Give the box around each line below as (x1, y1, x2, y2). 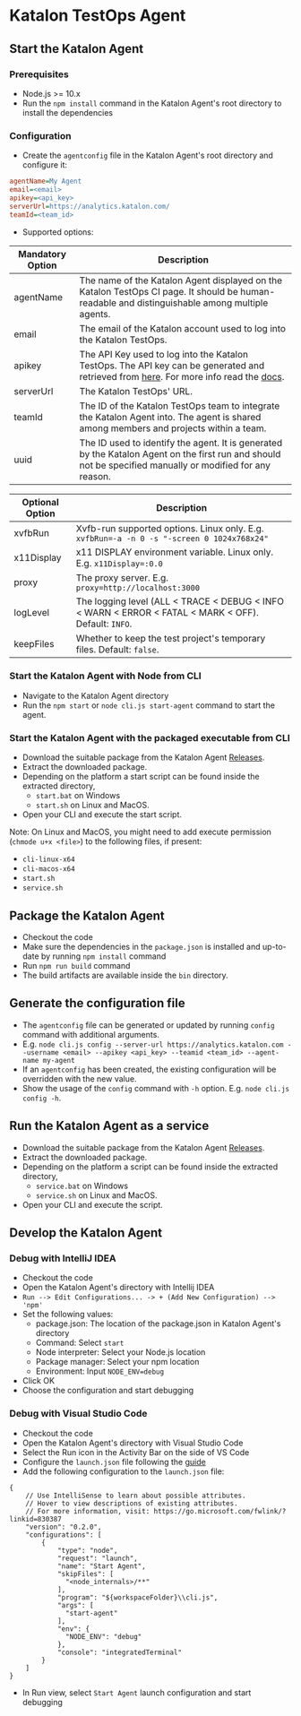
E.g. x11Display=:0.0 (75, 556, 163, 569)
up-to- (262, 941, 287, 952)
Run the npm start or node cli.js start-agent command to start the (21, 700, 276, 711)
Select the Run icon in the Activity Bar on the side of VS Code (21, 1446, 250, 1457)
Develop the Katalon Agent (9, 1225, 163, 1240)
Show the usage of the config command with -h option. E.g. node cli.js (21, 1082, 289, 1093)
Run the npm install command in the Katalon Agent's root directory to (21, 98, 282, 108)
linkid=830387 (9, 1514, 63, 1523)
